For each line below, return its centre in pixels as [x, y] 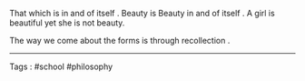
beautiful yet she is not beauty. [67, 23]
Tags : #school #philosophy [61, 66]
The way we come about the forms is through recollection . [120, 40]
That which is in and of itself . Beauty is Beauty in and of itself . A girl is [142, 13]
